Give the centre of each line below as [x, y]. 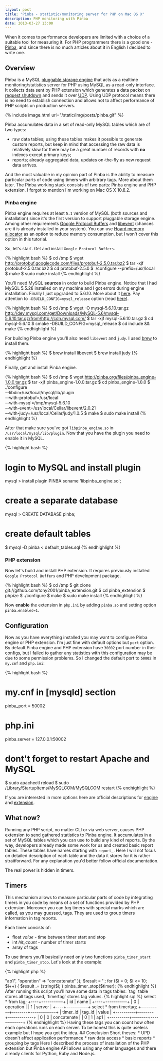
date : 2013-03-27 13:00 [29, 23]
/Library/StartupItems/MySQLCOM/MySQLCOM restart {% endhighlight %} [80, 788]
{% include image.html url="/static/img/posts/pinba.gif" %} [64, 115]
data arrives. [25, 165]
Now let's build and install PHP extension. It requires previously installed [77, 571]
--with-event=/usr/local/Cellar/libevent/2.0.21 [51, 408]
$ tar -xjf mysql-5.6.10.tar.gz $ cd [120, 319]
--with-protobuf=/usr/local [32, 398]
